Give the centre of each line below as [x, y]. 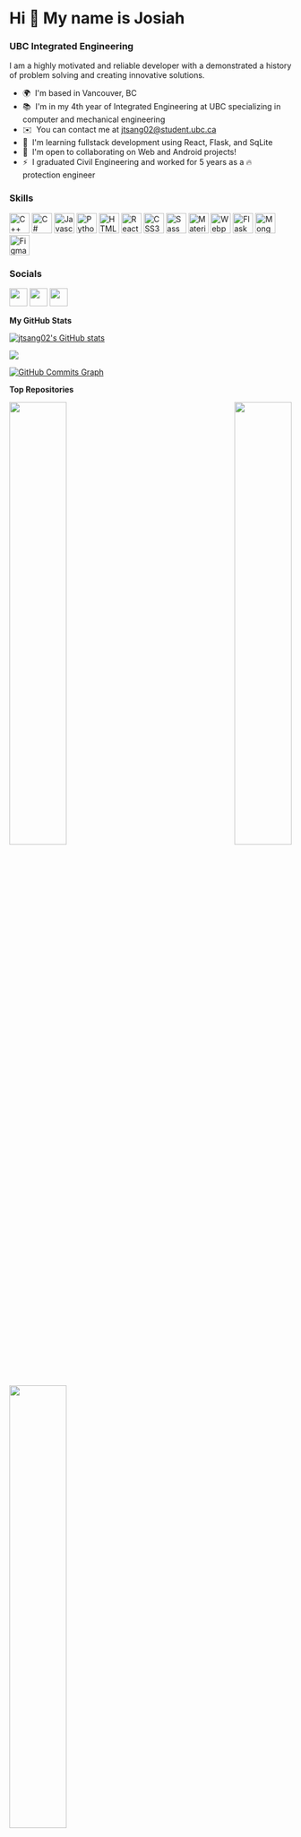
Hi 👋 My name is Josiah [97, 18]
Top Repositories [42, 390]
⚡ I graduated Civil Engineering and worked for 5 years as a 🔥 [137, 162]
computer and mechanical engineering [94, 119]
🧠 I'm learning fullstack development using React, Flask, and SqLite [147, 143]
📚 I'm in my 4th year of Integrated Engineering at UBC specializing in [151, 107]
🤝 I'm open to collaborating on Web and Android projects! [129, 152]
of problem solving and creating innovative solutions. [107, 75]
